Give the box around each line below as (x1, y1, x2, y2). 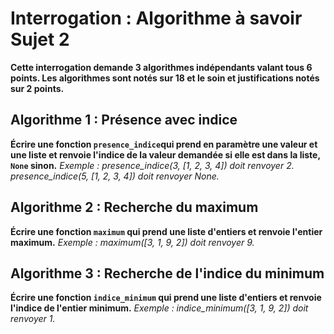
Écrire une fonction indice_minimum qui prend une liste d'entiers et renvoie (10, 292, 322, 304)
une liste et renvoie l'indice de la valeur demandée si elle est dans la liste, (10, 148, 321, 161)
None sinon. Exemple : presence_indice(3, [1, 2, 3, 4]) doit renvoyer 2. (10, 159, 295, 171)
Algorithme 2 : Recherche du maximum (10, 199, 259, 216)
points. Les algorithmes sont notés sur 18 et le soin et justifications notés (10, 72, 320, 84)
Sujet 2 (10, 28, 70, 51)
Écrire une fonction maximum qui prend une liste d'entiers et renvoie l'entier (10, 225, 323, 237)
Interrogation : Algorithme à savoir (10, 7, 303, 30)
